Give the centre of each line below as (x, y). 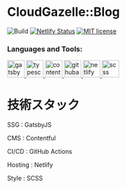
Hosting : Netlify (30, 165)
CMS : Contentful (32, 138)
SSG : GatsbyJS (29, 125)
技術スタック (44, 105)
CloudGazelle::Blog (64, 12)
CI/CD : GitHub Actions (40, 152)
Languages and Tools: (45, 49)
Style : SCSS (25, 178)
